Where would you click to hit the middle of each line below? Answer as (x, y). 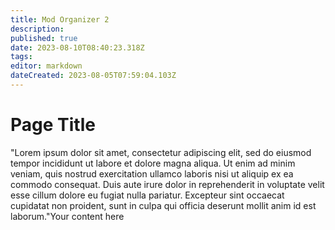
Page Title (53, 125)
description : (37, 29)
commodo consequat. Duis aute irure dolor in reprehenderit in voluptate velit (167, 184)
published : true (44, 38)
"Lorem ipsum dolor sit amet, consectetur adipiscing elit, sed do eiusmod (161, 152)
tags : (21, 57)
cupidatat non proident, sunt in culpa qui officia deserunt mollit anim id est (163, 205)
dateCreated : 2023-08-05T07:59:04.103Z (93, 76)
